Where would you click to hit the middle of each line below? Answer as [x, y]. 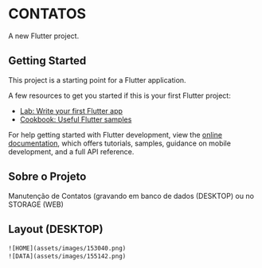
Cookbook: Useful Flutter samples [76, 119]
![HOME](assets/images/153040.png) [67, 249]
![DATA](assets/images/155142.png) [67, 256]
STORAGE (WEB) [36, 204]
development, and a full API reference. [71, 151]
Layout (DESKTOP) [56, 229]
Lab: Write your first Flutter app [71, 111]
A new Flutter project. [44, 36]
